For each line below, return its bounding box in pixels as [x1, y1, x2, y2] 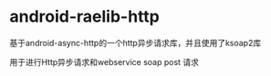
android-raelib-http [9, 6, 160, 27]
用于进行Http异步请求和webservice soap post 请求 [9, 56, 199, 67]
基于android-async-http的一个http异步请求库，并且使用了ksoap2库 [9, 37, 262, 48]
